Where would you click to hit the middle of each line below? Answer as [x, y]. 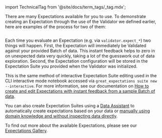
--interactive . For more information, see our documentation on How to [77, 86]
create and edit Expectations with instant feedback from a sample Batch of [80, 91]
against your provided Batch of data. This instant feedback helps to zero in [80, 51]
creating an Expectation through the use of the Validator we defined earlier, [81, 22]
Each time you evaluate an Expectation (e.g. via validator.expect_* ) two [78, 40]
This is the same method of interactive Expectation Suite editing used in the [81, 76]
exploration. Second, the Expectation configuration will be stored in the [76, 61]
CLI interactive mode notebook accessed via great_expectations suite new [81, 81]
